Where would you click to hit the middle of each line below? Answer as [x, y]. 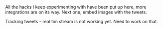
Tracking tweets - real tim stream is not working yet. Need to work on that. [81, 22]
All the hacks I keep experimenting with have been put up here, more [76, 7]
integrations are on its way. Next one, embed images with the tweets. [76, 12]
